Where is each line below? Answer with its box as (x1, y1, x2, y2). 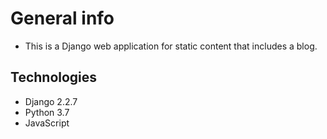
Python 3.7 (24, 106, 70, 118)
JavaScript (24, 117, 70, 129)
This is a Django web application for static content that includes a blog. (24, 40, 318, 52)
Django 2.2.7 (24, 95, 78, 107)
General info (10, 7, 115, 30)
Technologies (10, 69, 98, 86)
